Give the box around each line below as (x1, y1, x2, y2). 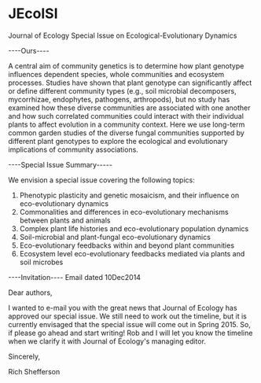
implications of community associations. (8, 145, 139, 154)
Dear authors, (8, 288, 53, 297)
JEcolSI (8, 5, 58, 23)
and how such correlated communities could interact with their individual (8, 111, 244, 120)
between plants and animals (19, 215, 111, 225)
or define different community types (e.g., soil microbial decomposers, (8, 86, 237, 95)
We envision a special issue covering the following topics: (8, 175, 195, 185)
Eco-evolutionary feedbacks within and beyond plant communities (19, 241, 234, 250)
